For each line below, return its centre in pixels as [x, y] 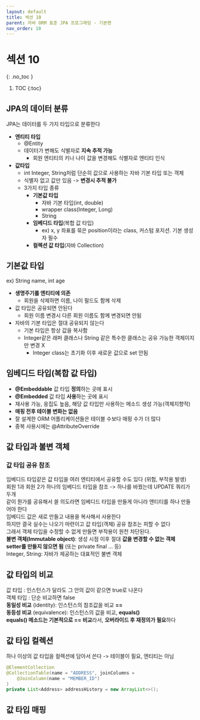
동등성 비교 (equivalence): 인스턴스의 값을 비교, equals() [73, 613]
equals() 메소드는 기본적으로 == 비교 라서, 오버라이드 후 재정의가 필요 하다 [91, 620]
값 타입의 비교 [30, 575]
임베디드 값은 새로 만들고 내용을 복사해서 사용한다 [64, 516]
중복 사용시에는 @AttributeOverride [57, 426]
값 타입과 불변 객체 [38, 447]
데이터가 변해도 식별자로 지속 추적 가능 [68, 150]
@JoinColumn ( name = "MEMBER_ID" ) [59, 678]
